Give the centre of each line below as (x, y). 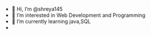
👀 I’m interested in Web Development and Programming (78, 15)
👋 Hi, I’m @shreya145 (37, 9)
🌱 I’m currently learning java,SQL (51, 21)
